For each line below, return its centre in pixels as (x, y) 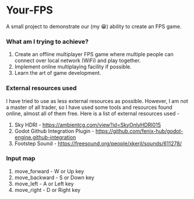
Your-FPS (30, 10)
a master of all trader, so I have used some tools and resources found (89, 107)
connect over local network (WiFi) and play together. (77, 61)
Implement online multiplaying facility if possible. (73, 67)
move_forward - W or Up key (49, 171)
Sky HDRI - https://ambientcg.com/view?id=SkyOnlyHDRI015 (88, 125)
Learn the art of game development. (58, 73)
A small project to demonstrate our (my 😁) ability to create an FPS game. (94, 26)
